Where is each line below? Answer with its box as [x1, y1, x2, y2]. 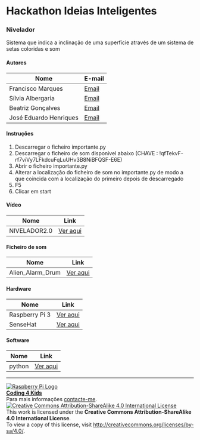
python [9, 362, 29, 370]
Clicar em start [14, 187, 52, 195]
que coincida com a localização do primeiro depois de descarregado [14, 175, 184, 182]
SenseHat [9, 320, 37, 328]
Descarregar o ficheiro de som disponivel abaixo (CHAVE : [14, 149, 158, 156]
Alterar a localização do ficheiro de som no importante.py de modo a [14, 168, 183, 176]
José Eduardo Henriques [9, 113, 79, 122]
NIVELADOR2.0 [9, 227, 53, 235]
